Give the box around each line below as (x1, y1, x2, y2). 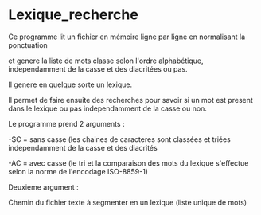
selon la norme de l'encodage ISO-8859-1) (8, 166, 149, 176)
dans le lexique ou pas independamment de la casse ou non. (8, 104, 207, 113)
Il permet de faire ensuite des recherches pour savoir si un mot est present (8, 95, 253, 104)
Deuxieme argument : (8, 182, 80, 192)
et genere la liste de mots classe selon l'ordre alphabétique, (8, 56, 204, 65)
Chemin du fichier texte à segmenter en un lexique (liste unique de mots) (8, 197, 247, 207)
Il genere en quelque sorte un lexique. (8, 80, 133, 89)
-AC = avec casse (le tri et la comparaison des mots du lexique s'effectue (8, 158, 249, 168)
